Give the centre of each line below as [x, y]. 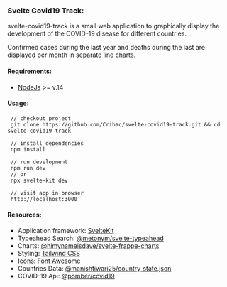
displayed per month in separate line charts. [72, 55]
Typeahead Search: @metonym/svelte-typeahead [91, 238]
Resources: [24, 215]
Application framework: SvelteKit [66, 230]
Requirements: [29, 71]
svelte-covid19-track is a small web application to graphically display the [113, 26]
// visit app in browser [47, 193]
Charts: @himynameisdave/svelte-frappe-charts [88, 245]
